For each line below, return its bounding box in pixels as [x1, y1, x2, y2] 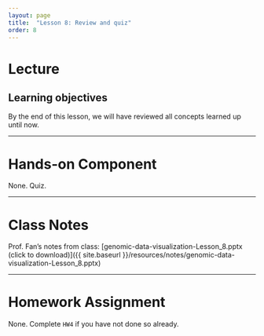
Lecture [8, 60, 60, 78]
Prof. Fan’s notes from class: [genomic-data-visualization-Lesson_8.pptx [8, 242, 243, 251]
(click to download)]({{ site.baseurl [8, 250, 121, 260]
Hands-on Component [8, 155, 157, 173]
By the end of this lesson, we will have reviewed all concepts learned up [8, 111, 241, 122]
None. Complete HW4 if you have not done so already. [8, 320, 179, 329]
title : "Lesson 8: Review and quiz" [8, 19, 132, 27]
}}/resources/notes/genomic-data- [122, 250, 236, 260]
